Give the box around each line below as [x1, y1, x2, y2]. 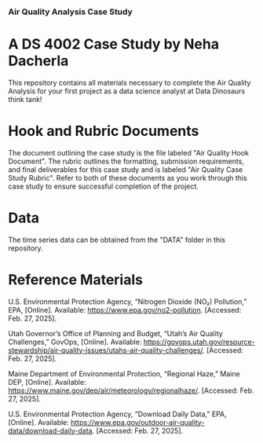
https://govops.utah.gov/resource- [143, 337, 255, 346]
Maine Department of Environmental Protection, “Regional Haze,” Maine [8, 368, 241, 379]
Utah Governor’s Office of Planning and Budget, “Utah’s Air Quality [8, 328, 224, 338]
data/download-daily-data [8, 426, 93, 435]
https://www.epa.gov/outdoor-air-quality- [70, 417, 206, 427]
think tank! [8, 94, 42, 104]
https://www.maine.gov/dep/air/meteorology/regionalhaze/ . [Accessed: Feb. [8, 386, 254, 395]
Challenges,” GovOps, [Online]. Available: [8, 337, 142, 346]
